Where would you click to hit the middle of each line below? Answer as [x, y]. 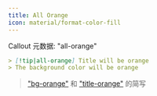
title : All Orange [38, 15]
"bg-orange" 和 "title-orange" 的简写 [87, 84]
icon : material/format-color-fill [65, 23]
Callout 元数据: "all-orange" [53, 46]
